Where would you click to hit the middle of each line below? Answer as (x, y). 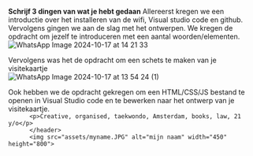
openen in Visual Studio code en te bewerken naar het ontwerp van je (121, 100)
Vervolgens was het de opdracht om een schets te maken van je (112, 60)
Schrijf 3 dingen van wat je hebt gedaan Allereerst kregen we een (116, 11)
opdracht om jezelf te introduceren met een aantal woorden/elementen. (124, 36)
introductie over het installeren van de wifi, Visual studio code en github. (126, 20)
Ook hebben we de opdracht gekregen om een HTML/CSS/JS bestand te (127, 92)
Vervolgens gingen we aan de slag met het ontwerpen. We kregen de (121, 28)
